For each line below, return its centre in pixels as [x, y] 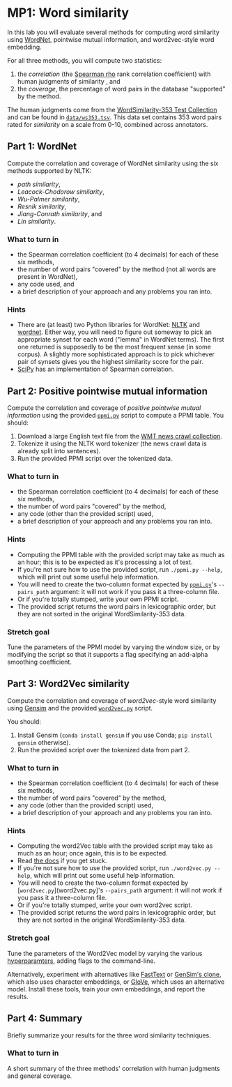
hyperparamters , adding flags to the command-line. [81, 961]
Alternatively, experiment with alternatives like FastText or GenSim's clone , [114, 974]
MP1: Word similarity [68, 13]
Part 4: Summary [45, 1018]
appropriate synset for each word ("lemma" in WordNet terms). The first [121, 340]
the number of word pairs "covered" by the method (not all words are [116, 269]
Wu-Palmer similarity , [48, 199]
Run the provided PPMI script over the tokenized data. [95, 459]
